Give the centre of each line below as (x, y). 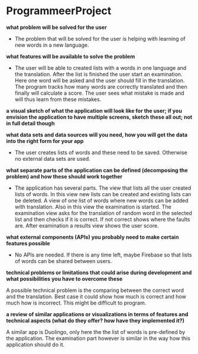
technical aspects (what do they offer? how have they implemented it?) (95, 320)
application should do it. (35, 345)
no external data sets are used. (52, 158)
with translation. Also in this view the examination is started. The (93, 207)
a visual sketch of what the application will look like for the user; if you (94, 111)
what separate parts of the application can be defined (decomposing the (97, 170)
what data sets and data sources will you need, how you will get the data (97, 135)
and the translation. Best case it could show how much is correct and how (96, 296)
